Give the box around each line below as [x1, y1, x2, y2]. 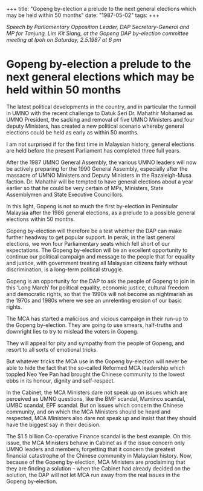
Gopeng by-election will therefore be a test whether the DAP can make [6, 227, 182, 234]
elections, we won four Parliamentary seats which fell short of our [6, 240, 170, 247]
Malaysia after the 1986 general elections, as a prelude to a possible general [6, 209, 196, 216]
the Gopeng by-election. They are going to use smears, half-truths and [6, 321, 182, 329]
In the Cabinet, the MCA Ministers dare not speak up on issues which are [6, 389, 188, 396]
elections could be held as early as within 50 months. [6, 128, 139, 136]
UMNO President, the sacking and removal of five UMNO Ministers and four [6, 116, 195, 123]
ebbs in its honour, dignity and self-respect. [6, 377, 115, 384]
